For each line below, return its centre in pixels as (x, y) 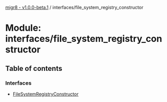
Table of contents (34, 68)
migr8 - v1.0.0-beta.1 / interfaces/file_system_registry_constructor (74, 7)
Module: (23, 28)
